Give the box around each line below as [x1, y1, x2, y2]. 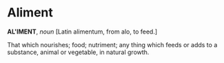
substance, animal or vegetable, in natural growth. [7, 48, 150, 56]
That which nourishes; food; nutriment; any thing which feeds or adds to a [7, 40, 218, 49]
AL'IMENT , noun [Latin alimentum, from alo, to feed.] [7, 27, 158, 36]
